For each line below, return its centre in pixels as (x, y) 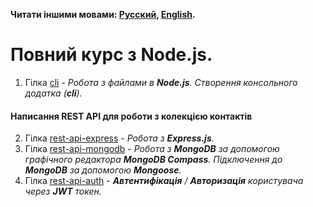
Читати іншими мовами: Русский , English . (103, 14)
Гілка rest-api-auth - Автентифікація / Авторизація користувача (164, 181)
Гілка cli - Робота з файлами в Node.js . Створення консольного (161, 82)
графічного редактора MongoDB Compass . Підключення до (153, 160)
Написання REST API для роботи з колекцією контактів (131, 116)
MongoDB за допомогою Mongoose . (103, 170)
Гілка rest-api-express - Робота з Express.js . (119, 138)
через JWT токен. (63, 191)
